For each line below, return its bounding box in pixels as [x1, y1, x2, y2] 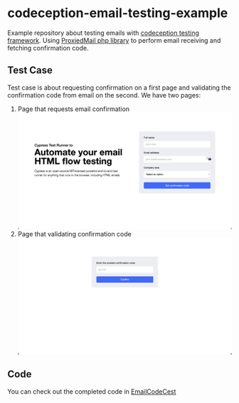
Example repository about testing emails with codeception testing [7, 28, 200, 37]
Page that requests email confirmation [17, 105, 130, 113]
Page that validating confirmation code [17, 229, 132, 238]
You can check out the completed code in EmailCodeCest [7, 387, 176, 396]
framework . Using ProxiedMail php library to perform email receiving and [7, 36, 221, 44]
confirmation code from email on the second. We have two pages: [7, 90, 201, 99]
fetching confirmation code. [7, 43, 89, 52]
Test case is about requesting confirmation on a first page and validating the [7, 83, 231, 92]
